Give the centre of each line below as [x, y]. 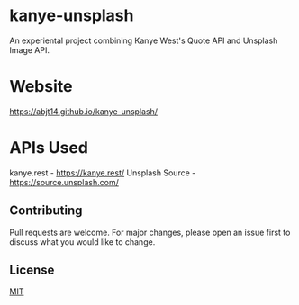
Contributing [46, 211]
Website [41, 87]
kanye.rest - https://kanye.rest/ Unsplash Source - [103, 173]
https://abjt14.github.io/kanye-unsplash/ [84, 111]
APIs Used [49, 148]
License [32, 270]
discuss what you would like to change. [82, 242]
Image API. [29, 49]
